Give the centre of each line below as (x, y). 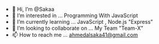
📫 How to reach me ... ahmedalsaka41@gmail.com (75, 35)
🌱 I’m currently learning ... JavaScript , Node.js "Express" (82, 22)
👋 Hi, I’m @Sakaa (33, 9)
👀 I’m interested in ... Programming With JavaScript (75, 15)
